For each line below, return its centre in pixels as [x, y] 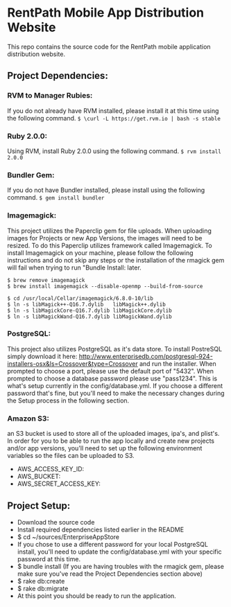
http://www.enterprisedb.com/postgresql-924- [146, 356]
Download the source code [56, 522]
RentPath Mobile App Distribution [106, 13]
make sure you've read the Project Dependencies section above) [110, 574]
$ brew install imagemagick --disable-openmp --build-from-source [105, 286]
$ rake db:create [41, 581]
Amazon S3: [28, 419]
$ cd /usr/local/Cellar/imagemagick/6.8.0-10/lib [80, 298]
